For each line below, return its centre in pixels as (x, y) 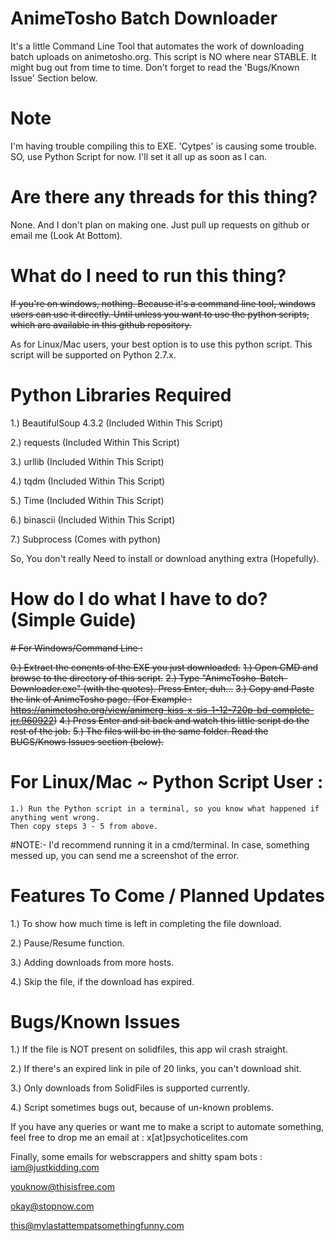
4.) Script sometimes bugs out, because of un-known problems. (142, 1108)
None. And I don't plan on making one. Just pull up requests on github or (160, 224)
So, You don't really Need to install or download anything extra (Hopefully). (165, 558)
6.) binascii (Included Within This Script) (93, 519)
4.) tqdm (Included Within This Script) (88, 481)
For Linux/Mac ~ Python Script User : (167, 781)
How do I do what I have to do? (139, 598)
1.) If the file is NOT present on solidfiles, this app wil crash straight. (149, 1049)
